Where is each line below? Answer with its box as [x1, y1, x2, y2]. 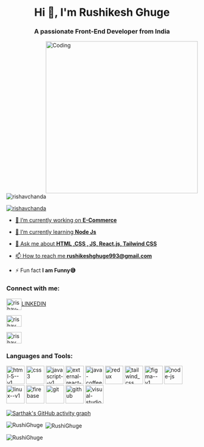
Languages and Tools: [6, 352, 73, 360]
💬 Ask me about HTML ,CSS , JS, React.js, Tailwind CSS [15, 240, 157, 248]
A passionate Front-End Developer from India [34, 27, 170, 36]
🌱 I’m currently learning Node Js [15, 228, 97, 236]
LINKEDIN [21, 300, 47, 307]
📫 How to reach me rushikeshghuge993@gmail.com [15, 252, 152, 260]
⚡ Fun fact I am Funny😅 [15, 267, 76, 274]
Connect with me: [6, 284, 60, 293]
